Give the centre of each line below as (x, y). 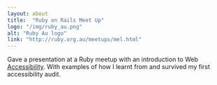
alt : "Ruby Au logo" (37, 33)
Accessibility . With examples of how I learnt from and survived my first (109, 67)
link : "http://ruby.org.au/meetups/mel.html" (74, 40)
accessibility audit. (34, 75)
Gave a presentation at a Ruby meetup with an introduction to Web (103, 59)
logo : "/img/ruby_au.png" (45, 26)
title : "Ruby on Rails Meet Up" (56, 20)
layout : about (28, 14)
